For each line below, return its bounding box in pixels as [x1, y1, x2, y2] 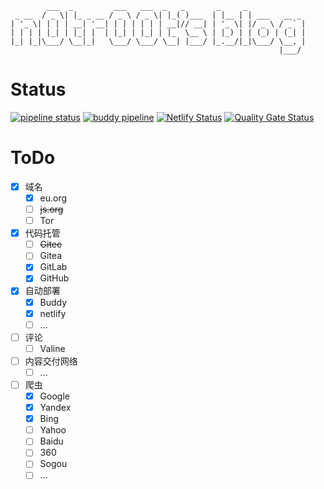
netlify [39, 307, 67, 319]
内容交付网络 [24, 355, 78, 367]
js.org [39, 203, 64, 215]
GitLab [39, 261, 68, 273]
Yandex [39, 402, 72, 414]
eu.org [39, 192, 68, 204]
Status [10, 78, 67, 101]
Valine [39, 342, 66, 354]
